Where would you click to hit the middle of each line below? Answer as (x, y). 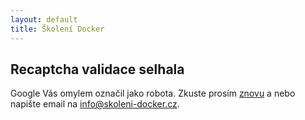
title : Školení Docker (57, 29)
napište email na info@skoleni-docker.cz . (95, 104)
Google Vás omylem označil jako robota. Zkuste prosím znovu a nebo (153, 93)
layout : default (44, 19)
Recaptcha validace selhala (97, 69)
